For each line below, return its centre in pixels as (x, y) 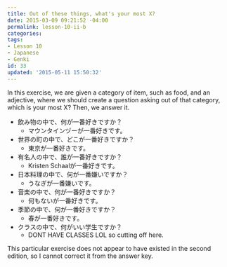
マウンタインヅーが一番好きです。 (77, 130)
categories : (25, 33)
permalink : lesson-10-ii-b (47, 27)
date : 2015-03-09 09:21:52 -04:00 (58, 20)
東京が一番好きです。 (59, 148)
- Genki (19, 60)
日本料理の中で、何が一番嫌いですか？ (73, 174)
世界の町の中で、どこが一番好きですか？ (76, 139)
